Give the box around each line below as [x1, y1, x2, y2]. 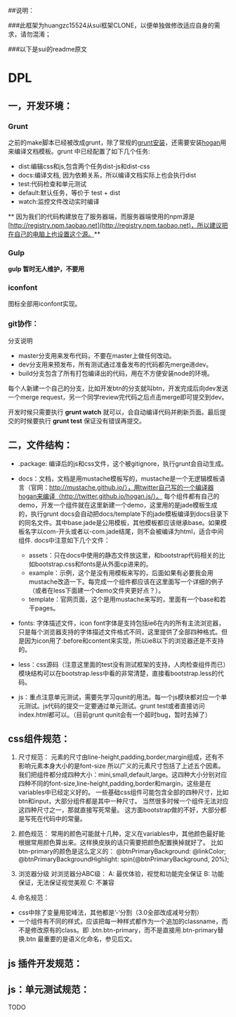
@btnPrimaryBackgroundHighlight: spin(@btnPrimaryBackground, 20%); [18, 855, 230, 863]
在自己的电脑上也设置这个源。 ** [8, 230, 101, 238]
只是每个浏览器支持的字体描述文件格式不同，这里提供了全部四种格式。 [18, 627, 222, 636]
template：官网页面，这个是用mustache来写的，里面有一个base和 [28, 595, 220, 603]
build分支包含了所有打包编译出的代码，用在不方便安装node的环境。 [18, 369, 214, 377]
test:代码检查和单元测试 [18, 179, 87, 188]
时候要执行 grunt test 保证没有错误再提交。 [20, 417, 146, 425]
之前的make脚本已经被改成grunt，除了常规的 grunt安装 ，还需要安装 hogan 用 [8, 138, 227, 147]
